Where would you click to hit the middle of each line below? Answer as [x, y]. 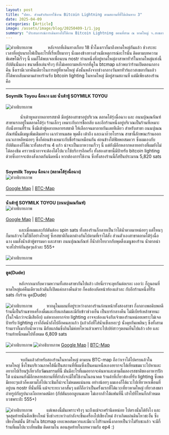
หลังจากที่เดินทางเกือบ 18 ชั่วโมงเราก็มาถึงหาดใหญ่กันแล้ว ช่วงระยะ [102, 47]
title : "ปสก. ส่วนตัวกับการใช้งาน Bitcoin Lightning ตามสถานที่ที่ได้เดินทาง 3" [74, 15]
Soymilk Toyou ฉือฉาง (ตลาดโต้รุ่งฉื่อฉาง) [44, 172]
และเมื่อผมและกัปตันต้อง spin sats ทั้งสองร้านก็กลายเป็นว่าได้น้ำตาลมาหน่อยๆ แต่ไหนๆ [91, 230]
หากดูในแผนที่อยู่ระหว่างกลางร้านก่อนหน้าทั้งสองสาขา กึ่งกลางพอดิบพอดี [105, 306]
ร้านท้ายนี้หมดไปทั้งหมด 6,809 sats [36, 334]
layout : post [19, 10]
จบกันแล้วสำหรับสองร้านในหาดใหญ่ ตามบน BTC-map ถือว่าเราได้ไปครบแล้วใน [86, 360]
